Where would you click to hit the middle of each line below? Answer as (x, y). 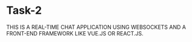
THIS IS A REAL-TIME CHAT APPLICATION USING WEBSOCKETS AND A (96, 27)
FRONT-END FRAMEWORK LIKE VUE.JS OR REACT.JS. (75, 33)
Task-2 (24, 10)
